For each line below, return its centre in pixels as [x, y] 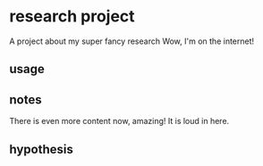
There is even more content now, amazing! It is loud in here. [119, 121]
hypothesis [42, 149]
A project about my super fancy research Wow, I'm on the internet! [132, 41]
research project [72, 17]
